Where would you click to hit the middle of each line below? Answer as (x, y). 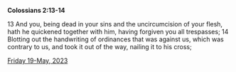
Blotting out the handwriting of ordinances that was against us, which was (116, 39)
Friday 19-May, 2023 (38, 61)
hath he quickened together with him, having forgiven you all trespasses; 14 (118, 32)
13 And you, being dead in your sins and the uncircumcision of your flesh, (115, 24)
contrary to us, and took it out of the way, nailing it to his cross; (100, 47)
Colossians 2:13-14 (36, 10)
